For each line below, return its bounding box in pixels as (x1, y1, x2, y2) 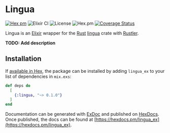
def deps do (5, 83, 30, 88)
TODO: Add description (5, 39, 56, 46)
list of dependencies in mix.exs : (5, 73, 72, 79)
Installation (5, 55, 42, 63)
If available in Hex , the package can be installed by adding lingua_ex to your (5, 68, 165, 74)
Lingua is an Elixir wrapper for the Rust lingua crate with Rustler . (5, 30, 139, 36)
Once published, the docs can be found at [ (5, 116, 96, 122)
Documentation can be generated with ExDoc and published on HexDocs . (5, 111, 159, 117)
